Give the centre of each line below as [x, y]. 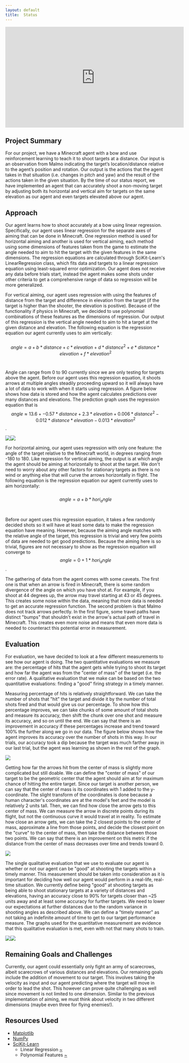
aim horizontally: [23, 486]
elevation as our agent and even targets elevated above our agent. [75, 197]
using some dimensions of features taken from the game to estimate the [81, 247]
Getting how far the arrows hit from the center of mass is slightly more [79, 768]
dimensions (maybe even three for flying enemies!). [59, 1005]
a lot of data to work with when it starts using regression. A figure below [81, 389]
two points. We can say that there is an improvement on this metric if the [81, 838]
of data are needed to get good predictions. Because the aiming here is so [83, 541]
